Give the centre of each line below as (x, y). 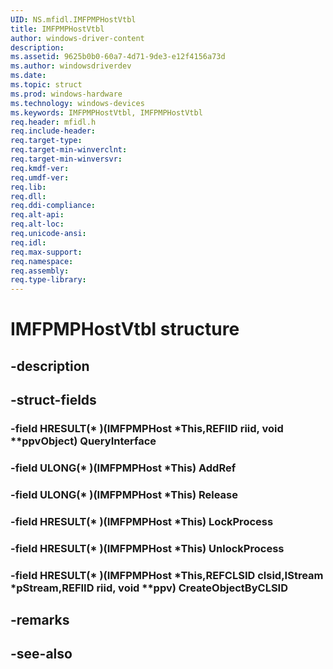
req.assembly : (40, 271)
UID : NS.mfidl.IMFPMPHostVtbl (73, 19)
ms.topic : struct (46, 85)
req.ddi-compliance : (53, 206)
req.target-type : (46, 141)
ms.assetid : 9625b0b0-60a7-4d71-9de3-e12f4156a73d (118, 57)
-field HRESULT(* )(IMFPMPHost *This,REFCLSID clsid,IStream (167, 575)
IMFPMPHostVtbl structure (125, 329)
